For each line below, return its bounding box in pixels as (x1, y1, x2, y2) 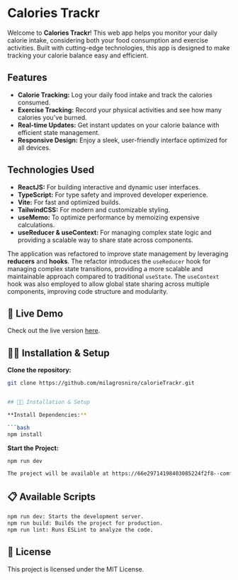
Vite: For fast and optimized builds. (17, 197, 121, 207)
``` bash (7, 424, 30, 431)
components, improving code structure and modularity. (7, 287, 169, 295)
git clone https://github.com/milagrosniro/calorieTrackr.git (7, 380, 195, 387)
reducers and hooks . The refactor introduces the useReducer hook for (7, 257, 211, 266)
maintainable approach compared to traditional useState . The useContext (7, 272, 220, 280)
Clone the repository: (7, 366, 72, 374)
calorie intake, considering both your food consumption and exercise (7, 35, 209, 44)
